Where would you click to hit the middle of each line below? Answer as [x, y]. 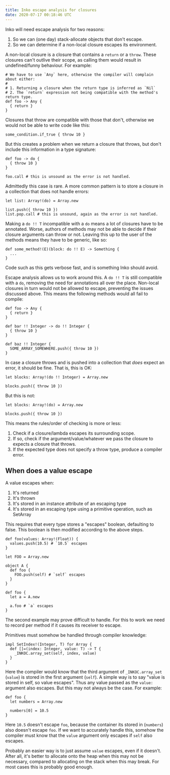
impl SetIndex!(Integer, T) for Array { [49, 645]
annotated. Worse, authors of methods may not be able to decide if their [81, 229]
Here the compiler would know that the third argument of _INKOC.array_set [84, 672]
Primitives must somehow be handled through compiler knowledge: [76, 635]
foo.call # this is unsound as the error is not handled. [68, 176]
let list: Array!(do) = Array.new [42, 201]
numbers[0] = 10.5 [30, 711]
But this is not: [20, 395]
